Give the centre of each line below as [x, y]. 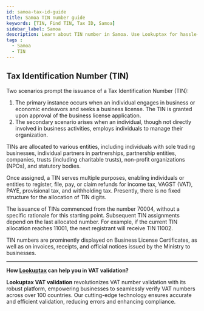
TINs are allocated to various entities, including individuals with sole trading [101, 146]
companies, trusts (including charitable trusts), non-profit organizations [96, 159]
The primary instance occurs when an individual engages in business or [105, 102]
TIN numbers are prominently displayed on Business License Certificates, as [102, 240]
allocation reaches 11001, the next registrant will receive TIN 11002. [90, 228]
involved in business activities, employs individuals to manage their [99, 128]
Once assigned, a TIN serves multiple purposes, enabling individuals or [95, 177]
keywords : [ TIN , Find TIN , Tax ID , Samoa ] [61, 23]
